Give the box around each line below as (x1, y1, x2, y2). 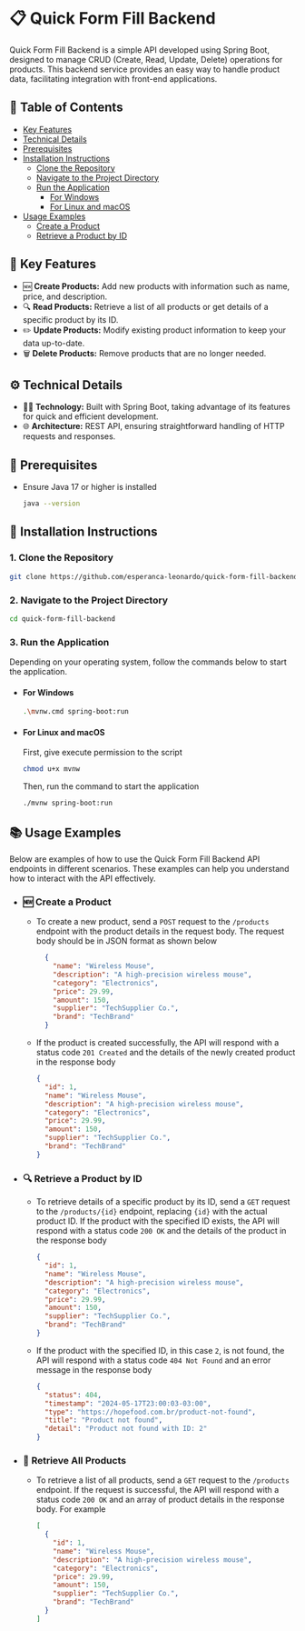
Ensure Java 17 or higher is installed (22, 482, 157, 493)
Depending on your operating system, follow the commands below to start (9, 656, 288, 667)
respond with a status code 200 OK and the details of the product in (35, 1226, 287, 1236)
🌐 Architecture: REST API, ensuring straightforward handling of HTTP (22, 421, 286, 432)
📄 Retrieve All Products (22, 1454, 127, 1466)
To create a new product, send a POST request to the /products (35, 916, 270, 927)
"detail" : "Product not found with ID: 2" (44, 1425, 208, 1434)
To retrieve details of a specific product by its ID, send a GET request (35, 1196, 290, 1207)
